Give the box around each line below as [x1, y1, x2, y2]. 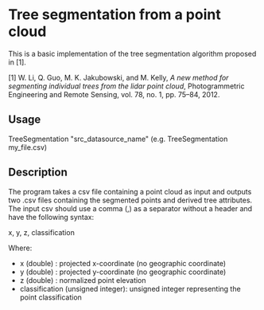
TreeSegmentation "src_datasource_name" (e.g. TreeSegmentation [8, 134, 228, 143]
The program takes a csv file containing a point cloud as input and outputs [8, 186, 252, 196]
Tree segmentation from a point [8, 6, 221, 24]
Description [8, 166, 68, 179]
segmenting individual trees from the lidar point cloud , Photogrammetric [8, 81, 245, 91]
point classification [19, 292, 82, 302]
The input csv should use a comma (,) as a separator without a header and [8, 203, 253, 213]
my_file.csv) [8, 142, 48, 152]
